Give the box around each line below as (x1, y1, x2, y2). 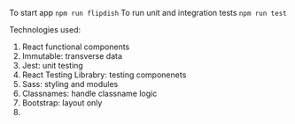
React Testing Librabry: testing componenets (21, 69, 187, 80)
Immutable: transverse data (21, 51, 122, 61)
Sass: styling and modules (21, 79, 119, 89)
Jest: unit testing (21, 61, 84, 70)
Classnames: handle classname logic (21, 88, 158, 98)
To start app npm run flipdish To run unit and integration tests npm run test (9, 8, 287, 18)
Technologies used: (9, 25, 82, 34)
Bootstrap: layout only (21, 98, 103, 108)
